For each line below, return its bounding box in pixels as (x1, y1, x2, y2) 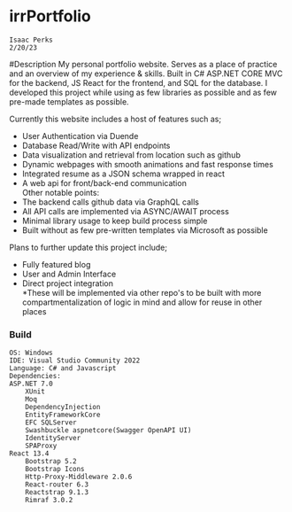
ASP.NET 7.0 (9, 379, 53, 389)
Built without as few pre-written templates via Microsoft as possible (21, 224, 268, 236)
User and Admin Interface (21, 268, 117, 279)
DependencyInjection (25, 403, 101, 412)
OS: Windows (9, 348, 53, 358)
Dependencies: (9, 372, 62, 381)
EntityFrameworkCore (25, 410, 101, 420)
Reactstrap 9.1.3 (25, 488, 89, 497)
